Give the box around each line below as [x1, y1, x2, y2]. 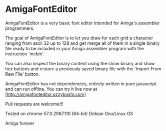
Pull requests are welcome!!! [5, 101, 63, 107]
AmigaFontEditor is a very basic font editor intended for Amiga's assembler [5, 20, 160, 26]
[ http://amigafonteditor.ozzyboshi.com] [5, 91, 86, 97]
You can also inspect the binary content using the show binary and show [5, 60, 155, 66]
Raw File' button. [5, 71, 40, 77]
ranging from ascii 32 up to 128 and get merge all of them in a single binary [5, 40, 160, 46]
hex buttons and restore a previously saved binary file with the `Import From [5, 66, 161, 72]
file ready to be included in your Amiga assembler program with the [5, 45, 144, 51]
